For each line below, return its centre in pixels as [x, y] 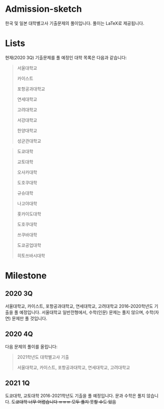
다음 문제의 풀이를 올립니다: [31, 346]
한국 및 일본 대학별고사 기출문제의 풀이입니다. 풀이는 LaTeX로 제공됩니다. [75, 23]
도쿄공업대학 [29, 245]
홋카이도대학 [29, 214]
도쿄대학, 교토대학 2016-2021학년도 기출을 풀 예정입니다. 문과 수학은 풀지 [75, 395]
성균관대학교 [29, 141]
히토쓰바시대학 [31, 256]
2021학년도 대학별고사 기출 [43, 357]
